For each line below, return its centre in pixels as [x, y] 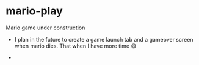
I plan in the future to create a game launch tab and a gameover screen [104, 39]
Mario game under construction [45, 28]
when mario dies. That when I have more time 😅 [75, 46]
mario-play [34, 11]
